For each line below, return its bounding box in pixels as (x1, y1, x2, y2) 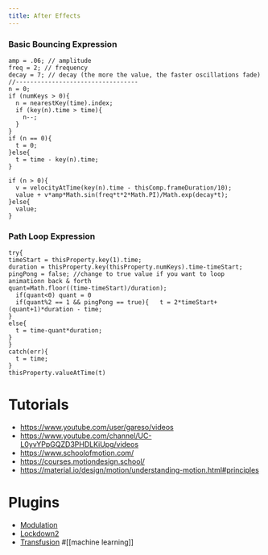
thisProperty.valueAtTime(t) (8, 369, 106, 378)
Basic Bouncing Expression (8, 38, 118, 49)
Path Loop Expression (8, 231, 96, 242)
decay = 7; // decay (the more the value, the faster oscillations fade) (8, 70, 262, 79)
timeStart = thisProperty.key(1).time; (8, 256, 142, 265)
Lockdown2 (19, 529, 60, 539)
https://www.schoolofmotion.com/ (19, 449, 134, 458)
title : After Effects (8, 11, 81, 20)
